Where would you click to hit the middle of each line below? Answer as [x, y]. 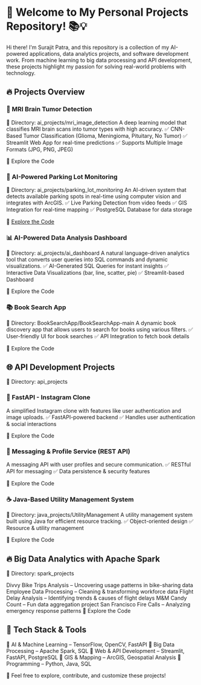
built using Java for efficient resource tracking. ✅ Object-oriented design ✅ [100, 521]
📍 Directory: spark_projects [40, 574]
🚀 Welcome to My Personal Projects [97, 12]
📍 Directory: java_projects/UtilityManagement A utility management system [100, 515]
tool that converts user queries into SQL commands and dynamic [87, 260]
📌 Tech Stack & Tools [46, 630]
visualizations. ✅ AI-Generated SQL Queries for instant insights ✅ [88, 266]
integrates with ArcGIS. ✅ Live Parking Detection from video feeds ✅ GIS [97, 203]
